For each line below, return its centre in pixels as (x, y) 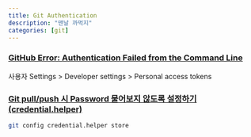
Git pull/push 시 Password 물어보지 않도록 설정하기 (103, 98)
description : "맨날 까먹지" (50, 23)
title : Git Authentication (53, 15)
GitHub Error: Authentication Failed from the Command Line (125, 58)
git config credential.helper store (68, 125)
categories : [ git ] (38, 30)
